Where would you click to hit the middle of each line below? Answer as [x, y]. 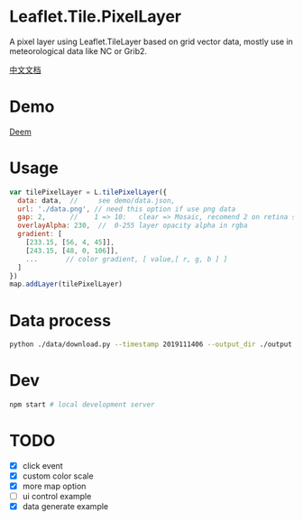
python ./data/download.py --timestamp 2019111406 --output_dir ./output [151, 344]
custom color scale [58, 476]
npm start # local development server [82, 405]
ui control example [57, 497]
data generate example [65, 507]
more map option [54, 486]
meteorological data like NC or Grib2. [78, 50]
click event [42, 465]
